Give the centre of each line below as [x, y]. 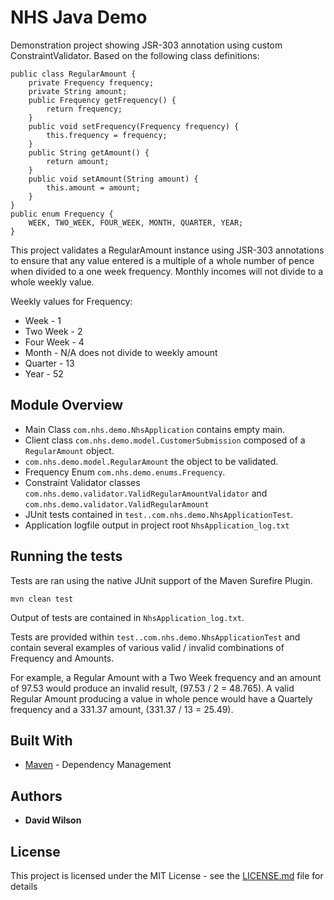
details [24, 886]
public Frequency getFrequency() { [102, 100]
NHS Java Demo [79, 17]
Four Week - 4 [54, 342]
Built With [41, 740]
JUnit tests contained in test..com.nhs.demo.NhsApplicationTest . [159, 514]
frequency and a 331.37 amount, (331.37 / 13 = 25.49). [122, 709]
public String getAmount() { [89, 152]
